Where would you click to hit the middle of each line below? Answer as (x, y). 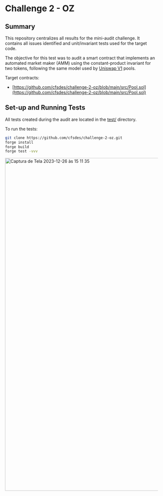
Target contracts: (22, 78)
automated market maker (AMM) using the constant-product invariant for (78, 63)
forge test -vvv (21, 152)
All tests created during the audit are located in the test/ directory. (71, 119)
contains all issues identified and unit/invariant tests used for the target (76, 43)
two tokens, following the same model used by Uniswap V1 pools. (70, 68)
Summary (20, 27)
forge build (17, 147)
